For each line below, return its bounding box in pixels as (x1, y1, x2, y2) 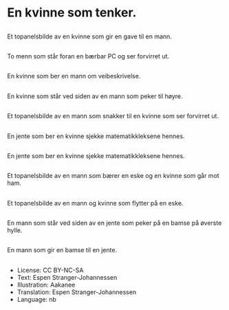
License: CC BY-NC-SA (17, 266, 84, 274)
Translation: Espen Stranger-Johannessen (17, 287, 137, 296)
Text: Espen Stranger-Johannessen (17, 273, 118, 281)
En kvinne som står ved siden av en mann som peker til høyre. (7, 91, 183, 100)
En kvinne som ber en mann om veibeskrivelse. (7, 72, 141, 80)
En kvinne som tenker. (7, 5, 137, 21)
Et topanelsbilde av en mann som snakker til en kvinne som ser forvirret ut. (7, 112, 219, 120)
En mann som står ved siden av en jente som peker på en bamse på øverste (7, 219, 222, 228)
